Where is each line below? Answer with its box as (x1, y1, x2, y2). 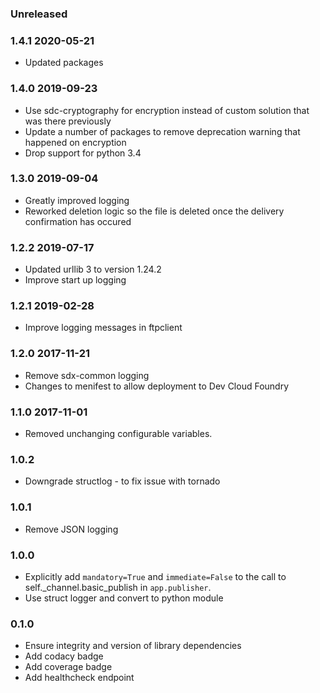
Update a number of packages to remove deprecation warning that (24, 125, 301, 137)
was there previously (24, 115, 112, 127)
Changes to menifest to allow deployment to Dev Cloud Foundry (24, 380, 290, 392)
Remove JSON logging (24, 523, 119, 535)
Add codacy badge (24, 650, 104, 662)
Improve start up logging (24, 274, 127, 286)
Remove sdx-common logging (24, 369, 150, 381)
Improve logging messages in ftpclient (24, 322, 183, 334)
